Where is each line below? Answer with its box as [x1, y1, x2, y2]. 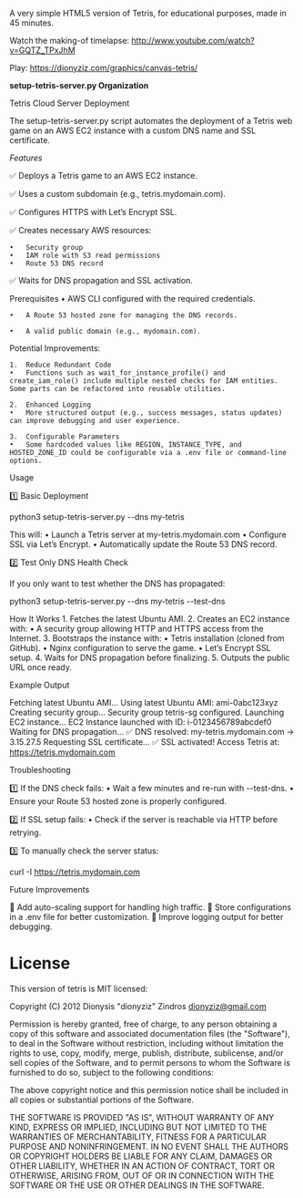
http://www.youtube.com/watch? [131, 36, 255, 46]
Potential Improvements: [9, 343, 101, 354]
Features [9, 152, 43, 163]
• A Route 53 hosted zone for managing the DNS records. [9, 311, 238, 320]
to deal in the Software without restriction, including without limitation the [9, 1038, 284, 1048]
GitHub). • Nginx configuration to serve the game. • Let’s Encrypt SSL [9, 643, 271, 653]
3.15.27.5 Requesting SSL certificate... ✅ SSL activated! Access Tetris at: [9, 737, 280, 747]
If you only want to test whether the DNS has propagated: [9, 578, 226, 589]
